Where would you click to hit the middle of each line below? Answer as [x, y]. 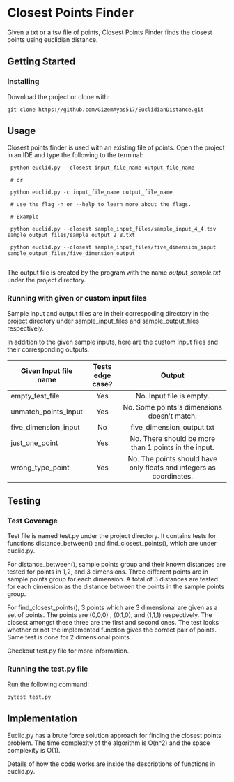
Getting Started [41, 62]
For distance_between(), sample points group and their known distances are [117, 565]
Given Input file [47, 370]
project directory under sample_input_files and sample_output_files [103, 321]
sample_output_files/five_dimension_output [71, 254]
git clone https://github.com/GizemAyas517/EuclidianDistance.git [106, 110]
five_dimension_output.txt [173, 427]
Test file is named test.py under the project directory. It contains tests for [112, 536]
